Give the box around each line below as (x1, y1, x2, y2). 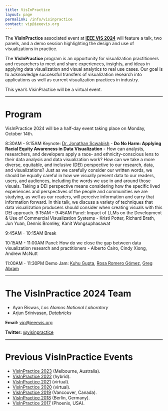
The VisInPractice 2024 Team (5, 288, 131, 299)
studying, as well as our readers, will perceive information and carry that (5, 194, 154, 200)
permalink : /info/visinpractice (5, 17, 72, 22)
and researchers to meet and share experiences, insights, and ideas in (5, 61, 150, 67)
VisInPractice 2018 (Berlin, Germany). (12, 395, 90, 401)
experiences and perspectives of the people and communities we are (5, 189, 148, 195)
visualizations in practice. (5, 46, 57, 52)
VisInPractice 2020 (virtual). (12, 384, 71, 390)
